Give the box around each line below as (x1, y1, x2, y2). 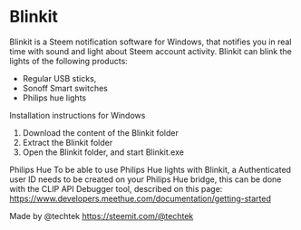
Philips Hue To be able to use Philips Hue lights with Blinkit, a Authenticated (9, 164, 292, 175)
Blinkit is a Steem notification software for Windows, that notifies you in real (9, 36, 292, 47)
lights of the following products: (9, 55, 129, 66)
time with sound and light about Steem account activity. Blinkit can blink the (9, 45, 292, 56)
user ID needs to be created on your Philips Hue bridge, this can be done (9, 174, 282, 185)
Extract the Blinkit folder (22, 137, 113, 148)
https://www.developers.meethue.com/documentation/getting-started (9, 193, 272, 204)
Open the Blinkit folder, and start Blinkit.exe (22, 147, 184, 158)
